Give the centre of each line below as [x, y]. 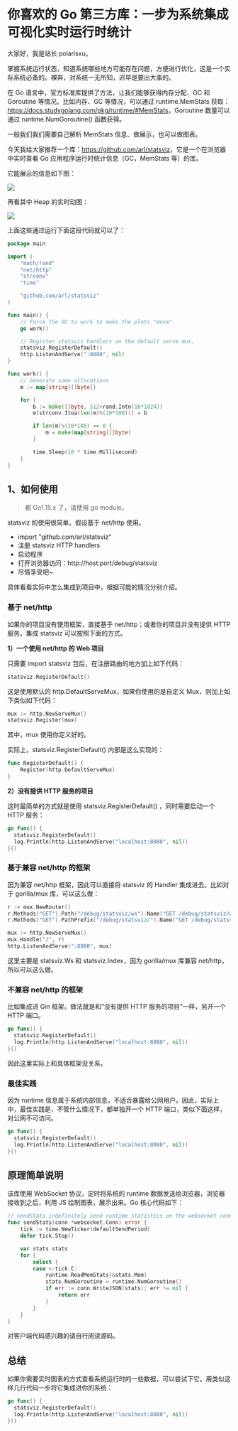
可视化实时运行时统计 [70, 32]
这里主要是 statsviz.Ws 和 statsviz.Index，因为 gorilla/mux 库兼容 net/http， [118, 960]
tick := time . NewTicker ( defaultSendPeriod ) [85, 1229]
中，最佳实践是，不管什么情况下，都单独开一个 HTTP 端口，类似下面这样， [117, 1109]
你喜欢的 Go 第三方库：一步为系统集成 [118, 15]
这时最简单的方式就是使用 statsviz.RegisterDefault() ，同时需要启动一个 [111, 806]
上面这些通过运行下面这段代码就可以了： [66, 230]
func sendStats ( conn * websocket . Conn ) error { [77, 1223]
